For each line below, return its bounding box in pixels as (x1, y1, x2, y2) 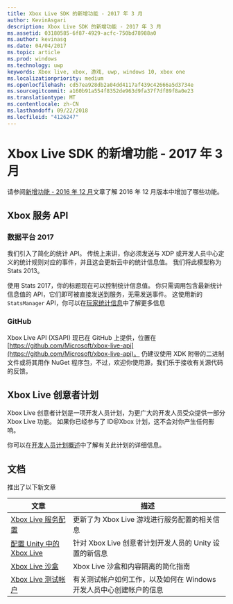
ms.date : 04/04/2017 (7, 42, 67, 49)
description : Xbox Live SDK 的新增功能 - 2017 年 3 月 (7, 23, 162, 30)
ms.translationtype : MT (7, 95, 76, 101)
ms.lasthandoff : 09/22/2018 (7, 107, 89, 114)
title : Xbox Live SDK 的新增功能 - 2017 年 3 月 (7, 10, 144, 17)
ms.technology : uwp (7, 62, 64, 69)
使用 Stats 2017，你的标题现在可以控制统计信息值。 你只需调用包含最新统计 (7, 281, 223, 290)
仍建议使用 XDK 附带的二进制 (141, 349, 225, 358)
